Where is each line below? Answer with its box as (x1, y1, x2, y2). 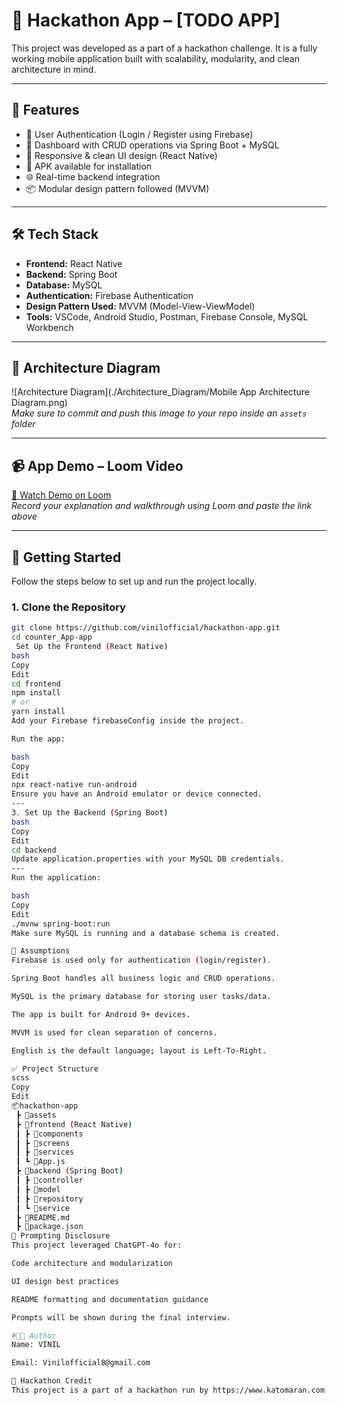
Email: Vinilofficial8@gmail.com (11, 1358, 151, 1368)
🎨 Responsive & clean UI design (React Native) (25, 149, 218, 161)
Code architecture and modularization (11, 1259, 173, 1269)
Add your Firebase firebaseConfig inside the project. (11, 716, 245, 726)
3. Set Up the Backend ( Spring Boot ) (11, 808, 169, 818)
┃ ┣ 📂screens (15, 1138, 71, 1148)
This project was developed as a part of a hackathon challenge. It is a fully (11, 42, 318, 54)
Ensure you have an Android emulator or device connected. (11, 789, 263, 799)
